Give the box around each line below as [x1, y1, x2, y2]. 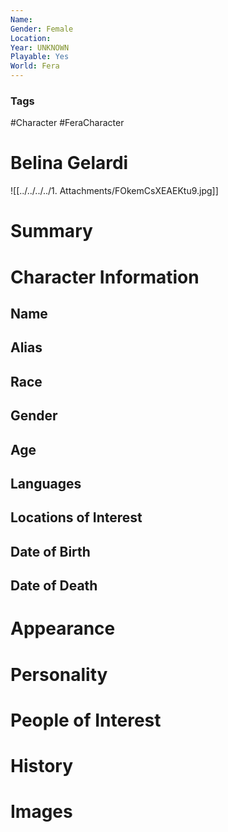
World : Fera [10, 61, 60, 71]
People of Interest [10, 709, 162, 731]
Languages [10, 475, 82, 492]
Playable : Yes [10, 52, 70, 62]
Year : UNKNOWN [10, 42, 70, 53]
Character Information [10, 266, 200, 288]
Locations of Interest [10, 509, 143, 526]
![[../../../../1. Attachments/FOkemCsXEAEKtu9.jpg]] [10, 185, 219, 197]
